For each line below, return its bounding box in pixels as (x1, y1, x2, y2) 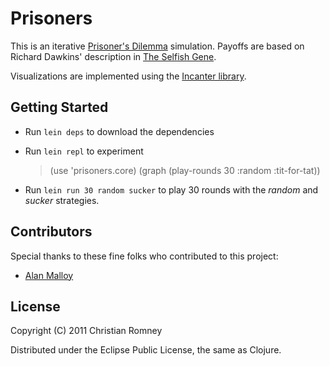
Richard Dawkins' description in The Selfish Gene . (10, 50, 217, 62)
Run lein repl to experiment (24, 145, 144, 157)
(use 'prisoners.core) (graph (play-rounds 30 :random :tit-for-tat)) (49, 164, 321, 176)
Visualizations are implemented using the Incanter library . (10, 70, 247, 82)
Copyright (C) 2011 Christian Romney (10, 325, 163, 337)
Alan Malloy (24, 269, 74, 281)
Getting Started (10, 99, 109, 116)
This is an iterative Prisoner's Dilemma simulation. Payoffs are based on (10, 40, 305, 52)
